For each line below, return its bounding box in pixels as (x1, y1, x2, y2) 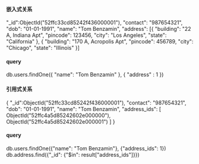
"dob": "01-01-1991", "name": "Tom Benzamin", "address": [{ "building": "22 (6, 26, 191, 33)
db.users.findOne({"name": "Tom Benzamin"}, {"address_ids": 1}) (6, 144, 166, 152)
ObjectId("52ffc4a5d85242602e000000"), (6, 112, 111, 119)
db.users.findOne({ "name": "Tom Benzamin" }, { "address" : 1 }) (6, 71, 164, 78)
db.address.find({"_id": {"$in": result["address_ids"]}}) (6, 151, 140, 158)
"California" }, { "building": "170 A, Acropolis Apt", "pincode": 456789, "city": (6, 38, 194, 45)
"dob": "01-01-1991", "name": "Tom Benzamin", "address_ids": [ (6, 105, 162, 112)
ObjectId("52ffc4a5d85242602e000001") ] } (6, 118, 115, 125)
